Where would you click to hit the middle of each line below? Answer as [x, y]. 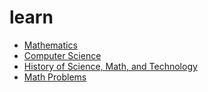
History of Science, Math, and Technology [110, 66]
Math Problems [55, 77]
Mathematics [50, 45]
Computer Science [62, 55]
